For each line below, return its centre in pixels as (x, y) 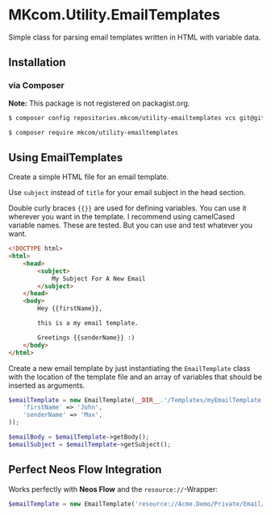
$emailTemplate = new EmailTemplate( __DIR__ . (86, 400)
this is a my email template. (88, 323)
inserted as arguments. (47, 385)
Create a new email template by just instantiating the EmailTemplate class (129, 368)
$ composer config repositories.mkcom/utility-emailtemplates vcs (122, 118)
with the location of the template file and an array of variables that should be (135, 377)
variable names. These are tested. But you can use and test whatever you (130, 225)
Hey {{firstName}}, (70, 309)
